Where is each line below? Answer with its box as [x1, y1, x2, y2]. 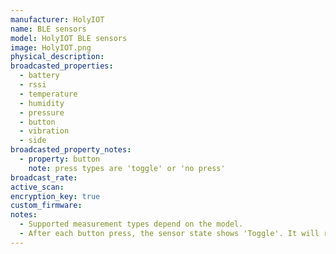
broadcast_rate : [10, 172, 78, 183]
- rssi [19, 80, 47, 90]
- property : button [19, 154, 101, 164]
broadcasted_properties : [10, 61, 114, 71]
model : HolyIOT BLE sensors [10, 33, 128, 43]
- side [19, 136, 47, 146]
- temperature [19, 89, 78, 99]
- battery [19, 71, 60, 81]
